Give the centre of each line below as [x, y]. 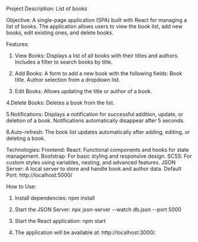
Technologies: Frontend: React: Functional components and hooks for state [98, 150]
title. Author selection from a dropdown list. [67, 80]
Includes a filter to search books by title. [64, 62]
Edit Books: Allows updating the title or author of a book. [83, 91]
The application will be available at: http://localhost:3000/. [85, 233]
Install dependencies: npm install [55, 198]
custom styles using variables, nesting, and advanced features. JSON [91, 162]
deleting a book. [26, 138]
